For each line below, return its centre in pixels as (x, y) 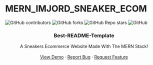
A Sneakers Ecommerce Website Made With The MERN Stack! (84, 46)
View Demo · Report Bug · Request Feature (84, 57)
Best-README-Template (84, 35)
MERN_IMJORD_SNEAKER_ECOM (76, 9)
